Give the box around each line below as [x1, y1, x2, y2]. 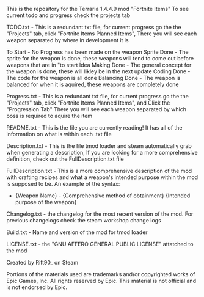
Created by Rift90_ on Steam [6, 259, 78, 266]
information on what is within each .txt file [6, 131, 112, 137]
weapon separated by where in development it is [6, 37, 129, 43]
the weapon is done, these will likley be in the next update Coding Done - [6, 68, 191, 75]
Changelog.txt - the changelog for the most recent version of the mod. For [6, 210, 194, 218]
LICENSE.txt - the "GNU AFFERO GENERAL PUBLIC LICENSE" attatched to [6, 241, 194, 248]
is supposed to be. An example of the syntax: [6, 180, 120, 187]
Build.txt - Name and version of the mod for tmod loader [6, 229, 148, 236]
